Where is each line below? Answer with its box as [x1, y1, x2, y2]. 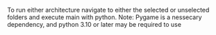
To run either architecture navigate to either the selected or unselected [7, 6, 210, 14]
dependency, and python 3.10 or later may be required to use [7, 21, 182, 28]
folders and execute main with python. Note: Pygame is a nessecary [7, 13, 203, 21]
